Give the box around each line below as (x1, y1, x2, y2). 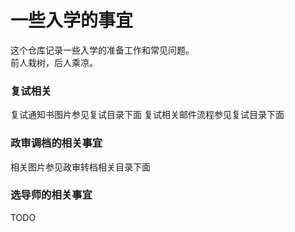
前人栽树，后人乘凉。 (10, 56, 98, 68)
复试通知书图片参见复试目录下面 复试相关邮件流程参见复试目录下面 (10, 109, 285, 121)
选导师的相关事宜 (10, 188, 93, 202)
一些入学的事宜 (10, 9, 134, 32)
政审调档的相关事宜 (10, 136, 103, 150)
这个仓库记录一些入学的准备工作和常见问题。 (10, 44, 195, 56)
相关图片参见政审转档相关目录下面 (10, 161, 151, 173)
